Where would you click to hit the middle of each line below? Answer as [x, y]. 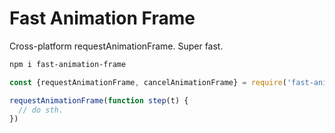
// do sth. [41, 110]
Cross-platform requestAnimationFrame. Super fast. [116, 46]
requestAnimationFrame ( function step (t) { [99, 100]
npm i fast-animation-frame [68, 64]
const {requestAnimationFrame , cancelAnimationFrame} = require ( [148, 82]
